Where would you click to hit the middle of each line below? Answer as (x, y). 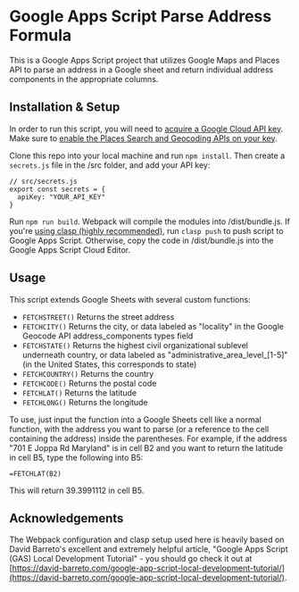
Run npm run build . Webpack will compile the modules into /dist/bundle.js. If (150, 221)
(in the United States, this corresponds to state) (109, 364)
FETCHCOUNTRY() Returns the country (88, 373)
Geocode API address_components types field (108, 336)
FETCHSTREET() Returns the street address (98, 317)
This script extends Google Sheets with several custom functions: (130, 299)
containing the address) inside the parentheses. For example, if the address (148, 438)
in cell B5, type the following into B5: (76, 457)
